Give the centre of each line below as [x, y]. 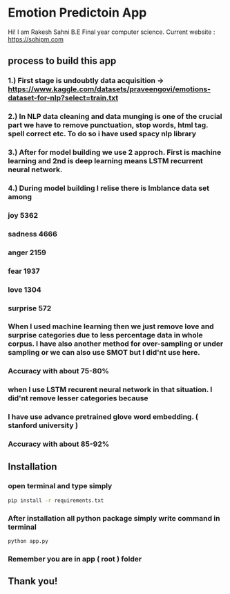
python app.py [28, 541]
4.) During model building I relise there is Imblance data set [109, 188]
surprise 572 [30, 308]
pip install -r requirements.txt [56, 500]
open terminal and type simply [60, 486]
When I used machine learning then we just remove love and [111, 326]
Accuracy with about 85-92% [59, 444]
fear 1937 [24, 271]
